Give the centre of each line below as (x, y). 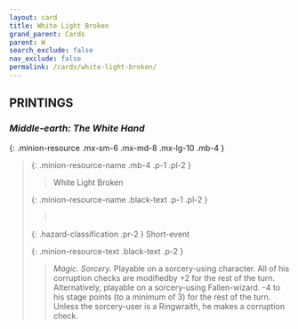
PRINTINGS (41, 103)
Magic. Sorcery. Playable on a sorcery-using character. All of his (171, 269)
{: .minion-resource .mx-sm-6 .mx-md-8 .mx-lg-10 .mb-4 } (117, 148)
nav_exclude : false (45, 59)
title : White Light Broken (59, 26)
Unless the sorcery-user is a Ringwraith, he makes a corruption (169, 306)
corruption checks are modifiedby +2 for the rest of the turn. (164, 277)
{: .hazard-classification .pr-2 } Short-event (110, 234)
